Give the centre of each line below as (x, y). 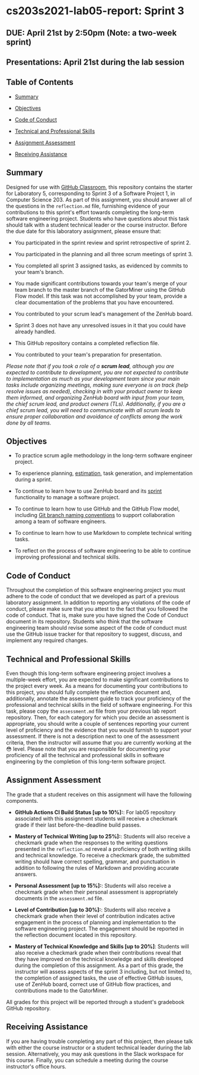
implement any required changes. (47, 640)
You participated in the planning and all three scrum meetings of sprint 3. (104, 254)
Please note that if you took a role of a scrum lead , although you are (90, 366)
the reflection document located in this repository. (76, 934)
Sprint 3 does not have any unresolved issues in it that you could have (100, 325)
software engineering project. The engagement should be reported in (99, 929)
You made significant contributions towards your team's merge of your (101, 283)
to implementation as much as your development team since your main (93, 378)
